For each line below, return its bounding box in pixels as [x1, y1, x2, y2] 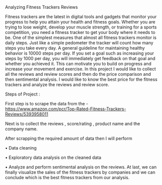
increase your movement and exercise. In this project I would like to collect [5, 66, 156, 72]
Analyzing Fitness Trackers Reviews [5, 4, 78, 10]
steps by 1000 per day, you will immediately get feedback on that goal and [5, 56, 156, 61]
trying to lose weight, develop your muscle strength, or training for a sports [5, 24, 157, 30]
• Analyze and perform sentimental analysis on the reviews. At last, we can [5, 164, 157, 170]
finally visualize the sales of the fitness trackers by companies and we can [5, 169, 156, 175]
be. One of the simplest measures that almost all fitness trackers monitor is [5, 34, 157, 40]
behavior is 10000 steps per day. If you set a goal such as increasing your [5, 50, 154, 56]
